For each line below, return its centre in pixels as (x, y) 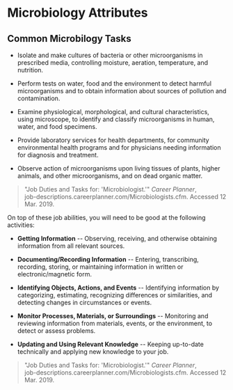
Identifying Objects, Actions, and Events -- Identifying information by (118, 288)
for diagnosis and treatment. (58, 155)
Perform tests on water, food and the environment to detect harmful (114, 84)
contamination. (39, 98)
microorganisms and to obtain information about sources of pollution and (122, 91)
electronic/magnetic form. (55, 274)
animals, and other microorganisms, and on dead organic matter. (110, 176)
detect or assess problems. (56, 331)
